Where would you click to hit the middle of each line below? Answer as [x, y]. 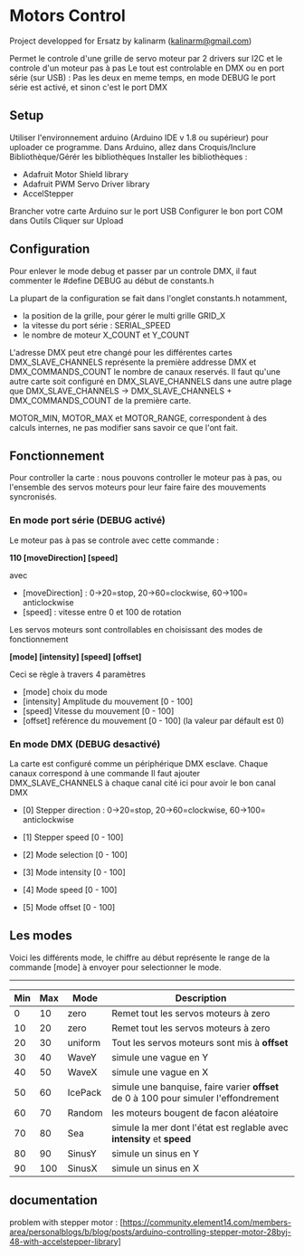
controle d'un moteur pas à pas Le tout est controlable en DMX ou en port [147, 68]
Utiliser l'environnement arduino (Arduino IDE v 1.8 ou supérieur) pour [139, 138]
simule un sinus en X [156, 1168]
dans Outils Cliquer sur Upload [66, 220]
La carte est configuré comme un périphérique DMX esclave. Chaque [139, 763]
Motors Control [68, 16]
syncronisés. [33, 497]
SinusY [82, 1153]
